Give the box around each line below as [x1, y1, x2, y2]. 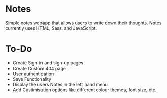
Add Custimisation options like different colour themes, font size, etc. [12, 87, 157, 93]
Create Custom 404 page [12, 65, 66, 71]
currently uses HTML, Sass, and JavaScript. [5, 25, 97, 31]
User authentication [12, 71, 54, 77]
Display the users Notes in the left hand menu [12, 81, 108, 87]
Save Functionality [12, 76, 52, 82]
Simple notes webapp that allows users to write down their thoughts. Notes [5, 20, 162, 26]
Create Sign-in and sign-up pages [12, 59, 84, 66]
